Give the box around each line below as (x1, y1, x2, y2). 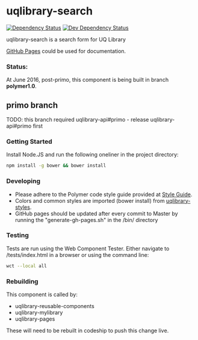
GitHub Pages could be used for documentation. (6, 47, 126, 55)
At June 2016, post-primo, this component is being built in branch (6, 76, 169, 84)
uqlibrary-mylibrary (14, 309, 63, 316)
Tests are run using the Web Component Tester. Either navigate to (6, 245, 170, 252)
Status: (6, 62, 28, 70)
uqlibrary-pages (14, 315, 55, 323)
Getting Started (6, 137, 52, 146)
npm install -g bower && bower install (6, 162, 107, 169)
